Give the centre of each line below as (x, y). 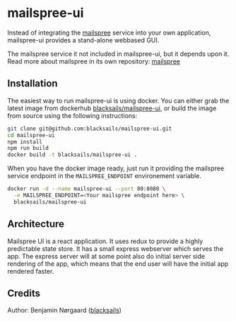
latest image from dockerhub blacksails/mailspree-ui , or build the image (112, 108)
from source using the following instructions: (72, 115)
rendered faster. (31, 271)
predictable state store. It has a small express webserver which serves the (116, 248)
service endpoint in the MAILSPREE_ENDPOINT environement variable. (104, 176)
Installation (33, 84)
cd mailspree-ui (31, 135)
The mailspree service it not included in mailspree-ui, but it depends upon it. (118, 54)
